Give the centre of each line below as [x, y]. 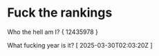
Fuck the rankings [60, 13]
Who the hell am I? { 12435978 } [53, 32]
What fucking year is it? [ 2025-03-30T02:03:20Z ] [80, 45]
